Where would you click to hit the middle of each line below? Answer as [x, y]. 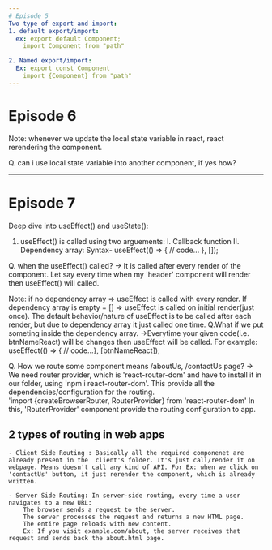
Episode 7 [42, 203]
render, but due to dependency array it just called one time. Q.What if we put [136, 324]
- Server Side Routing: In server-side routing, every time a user [125, 496]
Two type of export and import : [63, 24]
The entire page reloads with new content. [98, 524]
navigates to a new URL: [50, 503]
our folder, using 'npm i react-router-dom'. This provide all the [111, 383]
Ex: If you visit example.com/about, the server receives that [132, 531]
